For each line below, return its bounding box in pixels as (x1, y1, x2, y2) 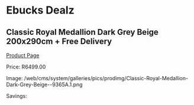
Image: (6, 75, 23, 81)
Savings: (6, 93, 28, 99)
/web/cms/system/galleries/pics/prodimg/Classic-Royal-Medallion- (24, 75, 188, 81)
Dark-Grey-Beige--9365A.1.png (6, 81, 83, 88)
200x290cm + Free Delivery (6, 36, 112, 46)
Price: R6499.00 (6, 63, 46, 70)
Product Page (6, 52, 40, 59)
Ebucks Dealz (6, 4, 75, 17)
